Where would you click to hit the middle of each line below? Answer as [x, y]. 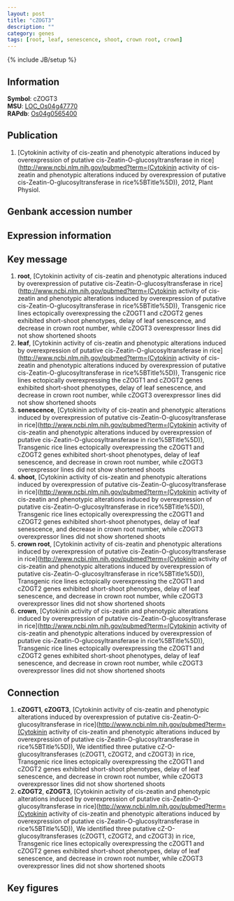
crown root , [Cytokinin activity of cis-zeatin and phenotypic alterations [119, 544]
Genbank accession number [70, 212]
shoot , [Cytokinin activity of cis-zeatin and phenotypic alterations [112, 477]
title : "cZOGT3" [31, 20]
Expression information [59, 235]
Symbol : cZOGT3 [32, 98]
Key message [37, 259]
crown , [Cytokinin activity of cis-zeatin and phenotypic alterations [113, 611]
